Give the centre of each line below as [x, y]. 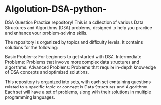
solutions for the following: [32, 47]
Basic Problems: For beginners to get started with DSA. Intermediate [73, 56]
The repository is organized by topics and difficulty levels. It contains [74, 42]
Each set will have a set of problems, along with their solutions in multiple [78, 92]
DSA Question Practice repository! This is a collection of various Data [74, 22]
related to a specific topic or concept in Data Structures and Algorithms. [77, 87]
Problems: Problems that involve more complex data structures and [72, 62]
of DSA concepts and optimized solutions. [47, 72]
